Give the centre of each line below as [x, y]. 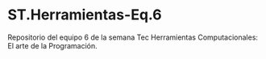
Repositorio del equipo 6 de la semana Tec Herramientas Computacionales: [133, 37]
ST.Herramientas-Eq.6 [85, 15]
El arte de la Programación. [52, 45]
